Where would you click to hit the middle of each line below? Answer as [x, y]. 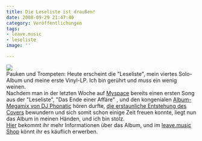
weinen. [16, 86]
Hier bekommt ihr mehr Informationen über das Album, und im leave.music [99, 125]
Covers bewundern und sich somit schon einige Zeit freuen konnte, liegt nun [101, 112]
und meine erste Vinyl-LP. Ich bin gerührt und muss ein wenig [100, 80]
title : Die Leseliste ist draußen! [51, 12]
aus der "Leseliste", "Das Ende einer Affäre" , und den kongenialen [89, 99]
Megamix [18, 105]
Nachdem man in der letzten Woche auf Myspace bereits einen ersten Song [100, 93]
